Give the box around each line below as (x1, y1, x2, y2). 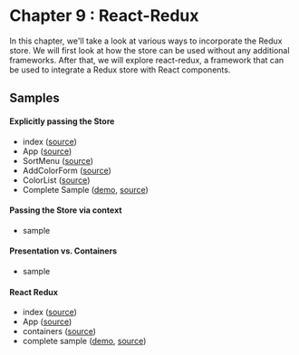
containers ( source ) (22, 326, 97, 337)
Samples (9, 91, 61, 106)
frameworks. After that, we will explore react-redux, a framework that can (9, 54, 285, 65)
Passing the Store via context (9, 205, 122, 216)
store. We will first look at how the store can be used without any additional (9, 44, 290, 55)
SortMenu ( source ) (22, 155, 93, 166)
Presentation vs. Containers (9, 245, 118, 256)
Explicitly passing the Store (9, 115, 115, 127)
